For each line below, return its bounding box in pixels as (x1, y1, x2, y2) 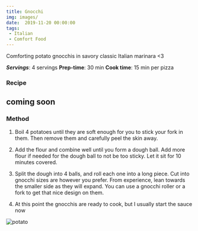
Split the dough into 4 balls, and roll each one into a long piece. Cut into (14, 170, 190, 177)
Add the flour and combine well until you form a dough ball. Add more (14, 146, 186, 153)
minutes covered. (14, 158, 58, 166)
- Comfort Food (8, 36, 46, 42)
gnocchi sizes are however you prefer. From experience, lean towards (14, 176, 186, 184)
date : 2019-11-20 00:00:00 (6, 20, 76, 25)
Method (6, 115, 30, 123)
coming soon (6, 97, 55, 107)
